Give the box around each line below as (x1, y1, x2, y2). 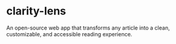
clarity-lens (6, 4, 66, 18)
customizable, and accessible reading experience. (6, 30, 133, 37)
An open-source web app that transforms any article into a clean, (6, 24, 171, 31)
